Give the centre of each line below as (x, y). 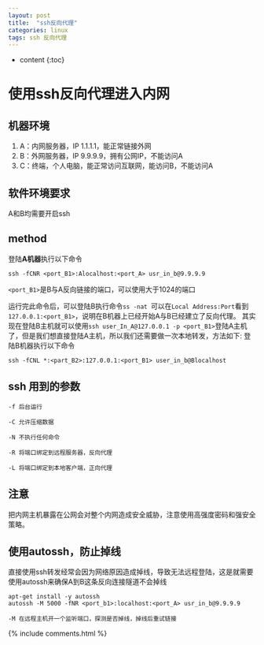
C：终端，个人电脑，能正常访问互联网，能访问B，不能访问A (116, 166)
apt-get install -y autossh (54, 597)
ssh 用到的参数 (44, 387)
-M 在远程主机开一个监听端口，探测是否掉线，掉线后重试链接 (92, 619)
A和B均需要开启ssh (39, 214)
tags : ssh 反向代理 (38, 37)
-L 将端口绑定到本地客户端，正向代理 (60, 468)
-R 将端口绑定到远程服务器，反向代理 (60, 453)
